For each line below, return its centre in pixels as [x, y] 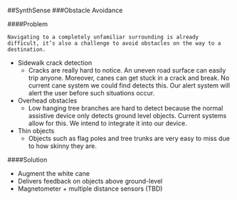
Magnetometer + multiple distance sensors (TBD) [90, 189]
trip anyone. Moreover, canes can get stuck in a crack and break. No [129, 78]
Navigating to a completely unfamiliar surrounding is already [103, 37]
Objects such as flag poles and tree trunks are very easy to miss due [129, 138]
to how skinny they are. [63, 146]
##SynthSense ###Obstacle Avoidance [65, 10]
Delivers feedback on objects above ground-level [90, 181]
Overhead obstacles [47, 100]
